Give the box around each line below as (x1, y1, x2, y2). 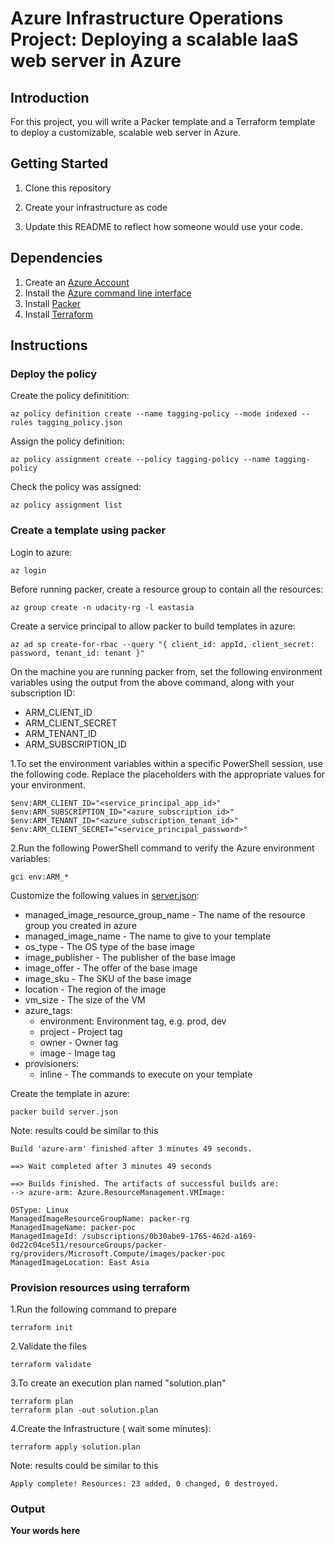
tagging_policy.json (36, 418, 123, 428)
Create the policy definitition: (10, 390, 130, 402)
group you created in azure (24, 919, 137, 931)
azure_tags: (24, 1004, 73, 1016)
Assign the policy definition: (10, 435, 125, 447)
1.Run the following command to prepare (10, 1303, 177, 1315)
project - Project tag (39, 1025, 123, 1037)
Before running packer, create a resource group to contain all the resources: (10, 583, 324, 595)
